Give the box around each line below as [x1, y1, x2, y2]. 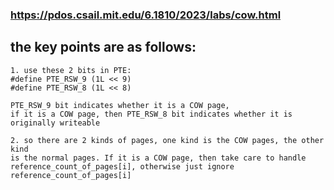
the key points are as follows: [10, 39, 197, 56]
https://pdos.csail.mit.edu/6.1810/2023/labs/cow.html [10, 8, 282, 22]
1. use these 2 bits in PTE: [10, 65, 132, 75]
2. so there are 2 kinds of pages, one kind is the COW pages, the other [10, 135, 325, 145]
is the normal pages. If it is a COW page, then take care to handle [10, 153, 307, 163]
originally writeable [10, 118, 101, 128]
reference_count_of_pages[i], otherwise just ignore [10, 161, 235, 172]
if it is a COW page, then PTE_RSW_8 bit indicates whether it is [10, 109, 293, 119]
